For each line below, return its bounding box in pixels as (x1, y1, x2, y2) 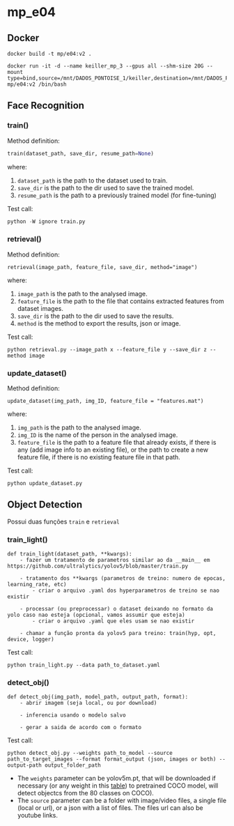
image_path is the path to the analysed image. (17, 289, 148, 298)
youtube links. (17, 811, 58, 820)
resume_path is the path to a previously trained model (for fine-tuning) (17, 191, 217, 199)
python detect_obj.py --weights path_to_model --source (7, 750, 173, 757)
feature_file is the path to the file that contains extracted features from (17, 297, 224, 305)
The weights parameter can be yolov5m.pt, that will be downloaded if (17, 774, 216, 783)
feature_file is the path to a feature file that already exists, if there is (17, 438, 217, 447)
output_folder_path (44, 762, 101, 769)
